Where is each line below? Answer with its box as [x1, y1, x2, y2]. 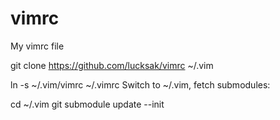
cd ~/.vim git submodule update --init [10, 98, 165, 110]
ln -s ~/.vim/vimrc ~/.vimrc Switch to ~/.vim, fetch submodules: [10, 78, 271, 91]
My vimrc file [10, 40, 65, 52]
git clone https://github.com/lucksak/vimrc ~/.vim [10, 59, 214, 71]
